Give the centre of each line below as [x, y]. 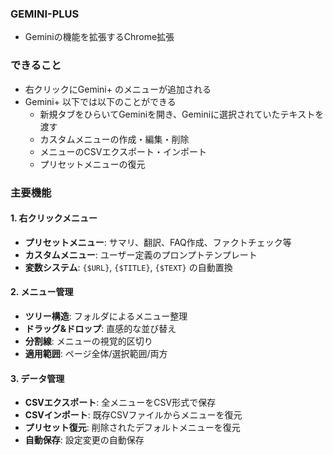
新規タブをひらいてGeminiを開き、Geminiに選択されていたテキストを [182, 114]
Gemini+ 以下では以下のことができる [100, 101]
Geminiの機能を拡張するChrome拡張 [99, 37]
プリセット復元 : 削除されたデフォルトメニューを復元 [132, 428]
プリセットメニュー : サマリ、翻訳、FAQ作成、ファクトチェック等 [158, 242]
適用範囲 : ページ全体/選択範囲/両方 [96, 353]
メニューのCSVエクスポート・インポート [123, 151]
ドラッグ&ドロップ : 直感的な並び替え [100, 328]
